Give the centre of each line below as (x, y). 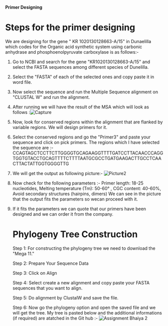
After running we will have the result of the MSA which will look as (81, 107)
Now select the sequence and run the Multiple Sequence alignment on (85, 92)
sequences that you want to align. (47, 288)
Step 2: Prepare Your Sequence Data (50, 263)
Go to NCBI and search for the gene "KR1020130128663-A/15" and (81, 62)
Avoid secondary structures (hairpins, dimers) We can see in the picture (87, 194)
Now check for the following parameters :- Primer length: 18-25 (78, 183)
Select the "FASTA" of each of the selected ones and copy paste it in (83, 77)
